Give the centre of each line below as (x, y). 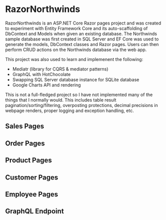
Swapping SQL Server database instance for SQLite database (76, 79)
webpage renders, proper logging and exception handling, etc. (69, 110)
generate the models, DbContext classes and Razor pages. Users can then (82, 44)
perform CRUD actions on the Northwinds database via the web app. (76, 49)
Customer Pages (32, 177)
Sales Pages (24, 126)
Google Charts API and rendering (46, 85)
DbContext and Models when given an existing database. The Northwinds (81, 33)
